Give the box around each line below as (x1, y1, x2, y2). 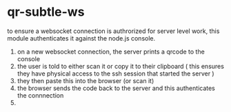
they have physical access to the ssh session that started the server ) (17, 69, 215, 78)
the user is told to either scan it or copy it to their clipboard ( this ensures (17, 62, 224, 70)
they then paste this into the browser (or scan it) (17, 76, 154, 85)
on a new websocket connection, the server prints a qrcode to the (17, 47, 205, 56)
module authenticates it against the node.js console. (7, 34, 156, 42)
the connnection (17, 91, 64, 100)
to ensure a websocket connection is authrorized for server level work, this (7, 27, 220, 35)
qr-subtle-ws (7, 4, 85, 20)
